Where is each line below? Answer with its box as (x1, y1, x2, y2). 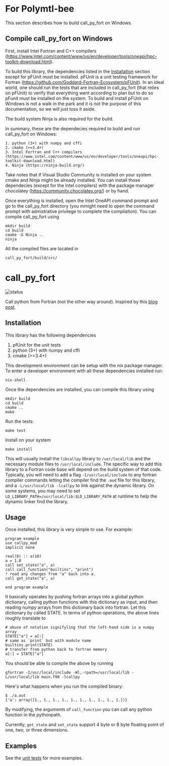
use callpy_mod (5, 541, 37, 546)
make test (5, 428, 26, 433)
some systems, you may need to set (5, 488, 80, 494)
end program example (5, 585, 49, 590)
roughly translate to (5, 615, 46, 621)
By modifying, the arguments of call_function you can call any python (5, 706, 152, 712)
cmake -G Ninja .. (5, 232, 44, 237)
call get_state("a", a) (5, 576, 55, 581)
